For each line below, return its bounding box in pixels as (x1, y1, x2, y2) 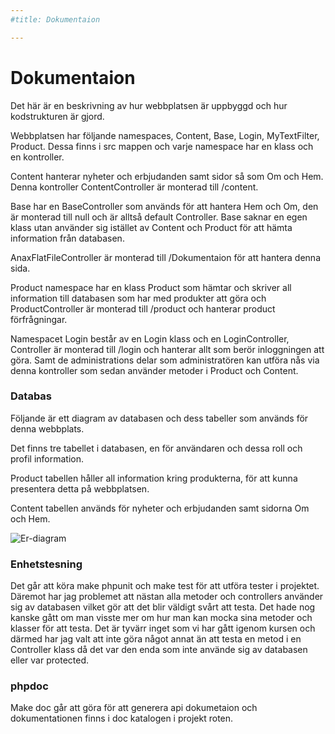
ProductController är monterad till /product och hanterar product (10, 302, 276, 315)
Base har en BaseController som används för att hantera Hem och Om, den (10, 200, 319, 212)
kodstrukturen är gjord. (10, 110, 105, 122)
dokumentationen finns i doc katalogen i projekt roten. (10, 712, 234, 725)
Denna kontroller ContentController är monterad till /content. (10, 181, 259, 193)
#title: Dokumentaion (10, 14, 101, 25)
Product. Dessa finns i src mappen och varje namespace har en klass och (10, 140, 314, 152)
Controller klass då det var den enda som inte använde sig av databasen (10, 644, 308, 656)
